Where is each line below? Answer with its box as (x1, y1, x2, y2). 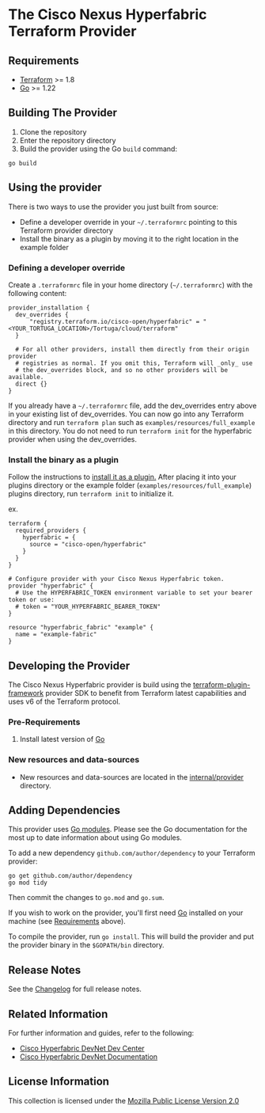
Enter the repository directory (19, 135, 116, 145)
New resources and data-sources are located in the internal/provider (19, 772, 244, 781)
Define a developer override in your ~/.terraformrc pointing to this (19, 217, 237, 226)
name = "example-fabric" (15, 631, 97, 639)
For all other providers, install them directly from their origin (22, 345, 249, 353)
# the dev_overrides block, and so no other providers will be (15, 366, 228, 374)
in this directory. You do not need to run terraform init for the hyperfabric (8, 426, 252, 435)
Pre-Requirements (8, 716, 81, 727)
